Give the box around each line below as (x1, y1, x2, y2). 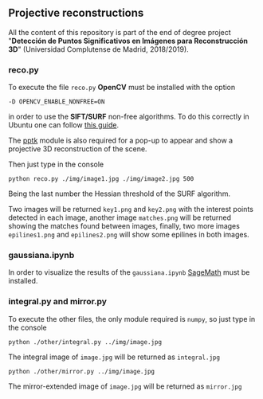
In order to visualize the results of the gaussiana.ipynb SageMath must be (8, 268, 250, 277)
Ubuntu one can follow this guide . (8, 120, 120, 130)
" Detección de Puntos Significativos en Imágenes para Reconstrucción (8, 36, 249, 45)
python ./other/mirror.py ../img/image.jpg (8, 367, 155, 375)
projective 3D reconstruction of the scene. (8, 144, 147, 154)
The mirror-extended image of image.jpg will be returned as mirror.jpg (8, 381, 242, 391)
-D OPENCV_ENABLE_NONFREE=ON (8, 98, 105, 106)
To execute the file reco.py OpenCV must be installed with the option (8, 83, 236, 92)
